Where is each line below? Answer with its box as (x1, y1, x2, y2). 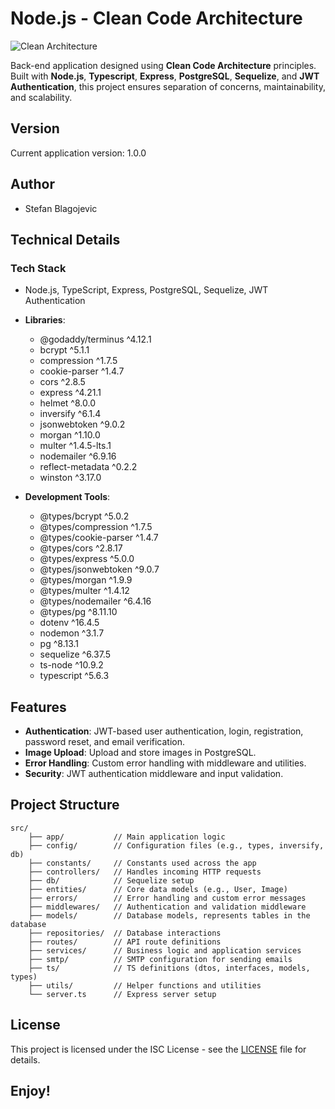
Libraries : (24, 314, 66, 326)
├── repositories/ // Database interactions (28, 928, 222, 938)
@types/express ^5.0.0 (39, 553, 135, 565)
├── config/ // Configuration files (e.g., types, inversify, (28, 840, 325, 851)
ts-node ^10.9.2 (39, 659, 104, 671)
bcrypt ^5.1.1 (39, 344, 90, 356)
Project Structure (10, 797, 120, 814)
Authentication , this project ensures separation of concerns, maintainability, (10, 80, 326, 92)
